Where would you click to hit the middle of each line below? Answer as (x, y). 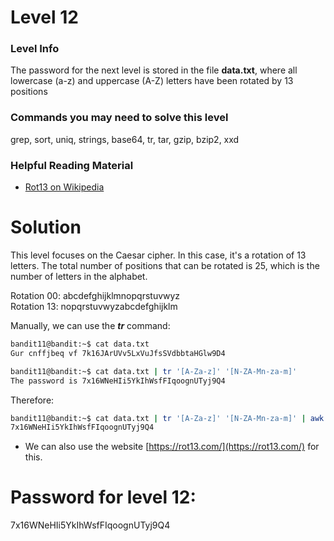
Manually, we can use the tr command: (90, 326)
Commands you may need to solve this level (119, 118)
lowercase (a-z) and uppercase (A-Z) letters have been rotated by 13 (152, 81)
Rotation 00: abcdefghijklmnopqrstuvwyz (95, 296)
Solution (46, 227)
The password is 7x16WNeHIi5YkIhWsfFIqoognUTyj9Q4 (118, 381)
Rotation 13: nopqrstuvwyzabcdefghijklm (94, 307)
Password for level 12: (103, 497)
